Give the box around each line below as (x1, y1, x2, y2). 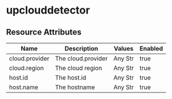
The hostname (55, 83, 95, 91)
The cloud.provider (55, 54, 108, 62)
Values (114, 45, 134, 52)
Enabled (139, 45, 163, 52)
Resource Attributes (6, 27, 82, 37)
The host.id (55, 74, 87, 81)
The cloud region (55, 64, 102, 72)
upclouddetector (6, 4, 90, 17)
